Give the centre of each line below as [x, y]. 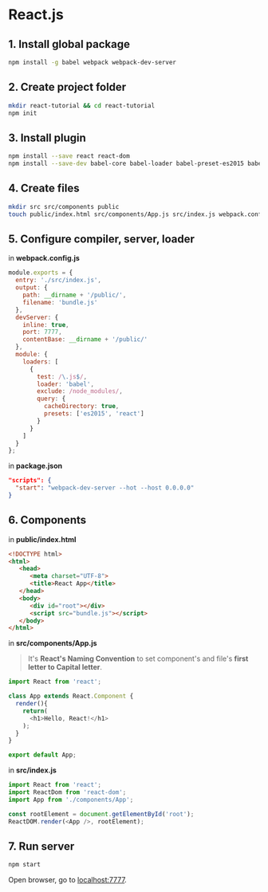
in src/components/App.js [53, 643]
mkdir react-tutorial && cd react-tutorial [82, 105]
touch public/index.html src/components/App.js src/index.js [112, 214]
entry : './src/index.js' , [59, 281]
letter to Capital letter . [65, 667]
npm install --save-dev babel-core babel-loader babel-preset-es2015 [126, 164]
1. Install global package [69, 44]
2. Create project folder [67, 87]
